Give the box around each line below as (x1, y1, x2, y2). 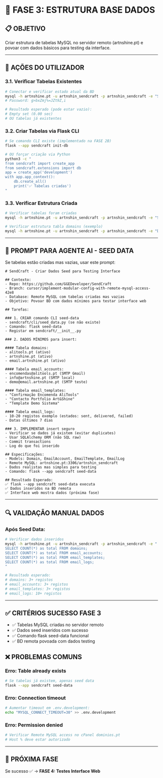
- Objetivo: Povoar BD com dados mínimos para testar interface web (5, 299, 147, 304)
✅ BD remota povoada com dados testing (12, 638, 96, 644)
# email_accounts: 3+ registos (5, 582, 68, 587)
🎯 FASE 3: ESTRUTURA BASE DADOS (5, 4, 155, 16)
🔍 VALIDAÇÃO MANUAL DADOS (5, 509, 104, 517)
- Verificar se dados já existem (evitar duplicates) (5, 431, 116, 436)
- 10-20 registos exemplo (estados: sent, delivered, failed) (5, 414, 133, 419)
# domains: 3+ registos (5, 577, 53, 582)
